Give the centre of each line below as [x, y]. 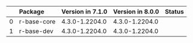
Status [174, 11]
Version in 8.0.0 [136, 11]
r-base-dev [36, 31]
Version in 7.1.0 [84, 11]
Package [32, 11]
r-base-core [37, 21]
